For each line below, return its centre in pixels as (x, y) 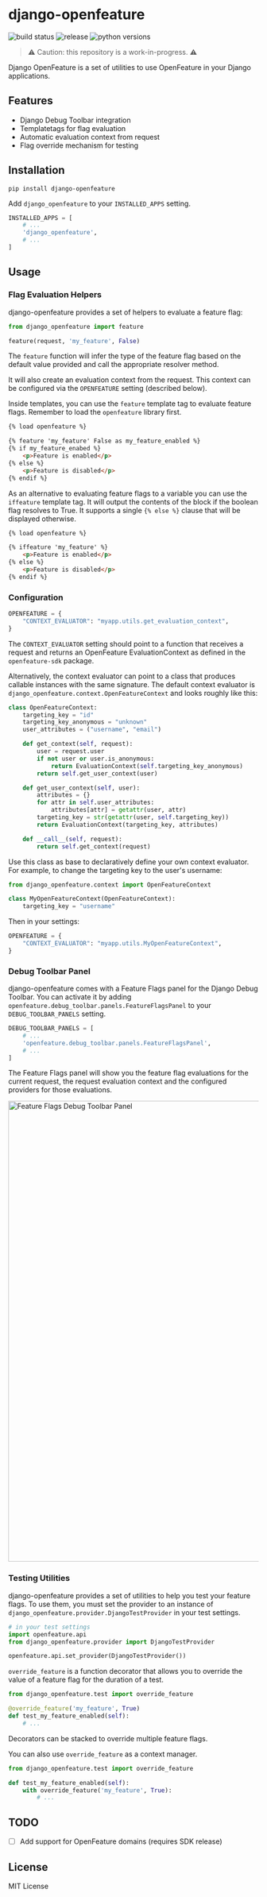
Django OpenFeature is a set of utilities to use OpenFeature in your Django (130, 67)
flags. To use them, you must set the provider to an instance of (111, 1604)
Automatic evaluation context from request (90, 137)
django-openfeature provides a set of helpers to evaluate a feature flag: (126, 312)
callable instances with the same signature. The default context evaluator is (132, 684)
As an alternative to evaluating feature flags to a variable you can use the (128, 493)
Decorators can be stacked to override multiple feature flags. (108, 1738)
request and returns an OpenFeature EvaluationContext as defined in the (127, 652)
